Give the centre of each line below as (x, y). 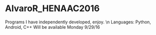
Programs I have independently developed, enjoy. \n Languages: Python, (78, 22)
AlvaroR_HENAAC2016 (52, 9)
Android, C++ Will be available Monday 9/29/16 (52, 27)
